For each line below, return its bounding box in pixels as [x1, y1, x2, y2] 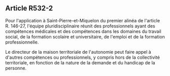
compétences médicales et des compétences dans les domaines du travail [5, 28, 161, 34]
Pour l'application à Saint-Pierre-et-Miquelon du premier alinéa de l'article [5, 17, 160, 23]
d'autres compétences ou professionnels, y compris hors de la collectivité [5, 54, 160, 60]
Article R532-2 [5, 4, 53, 13]
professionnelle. [5, 39, 39, 45]
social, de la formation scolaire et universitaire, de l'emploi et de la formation [5, 33, 165, 40]
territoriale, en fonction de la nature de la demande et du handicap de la [5, 59, 156, 65]
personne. [5, 65, 27, 71]
